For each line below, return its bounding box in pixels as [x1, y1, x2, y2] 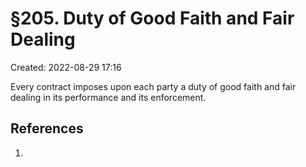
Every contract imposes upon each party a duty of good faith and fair [10, 80, 297, 92]
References [10, 120, 84, 137]
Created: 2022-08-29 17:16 [10, 61, 122, 73]
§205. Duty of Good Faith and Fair [10, 7, 295, 30]
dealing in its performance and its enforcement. [10, 91, 207, 103]
